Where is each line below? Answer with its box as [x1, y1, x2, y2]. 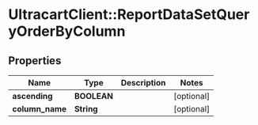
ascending [12, 91, 53, 101]
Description [120, 78, 166, 88]
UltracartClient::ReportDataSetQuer [8, 6, 250, 24]
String [74, 104, 98, 114]
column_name [12, 104, 67, 114]
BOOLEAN [74, 91, 113, 101]
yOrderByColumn [8, 22, 126, 40]
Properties [8, 54, 62, 67]
